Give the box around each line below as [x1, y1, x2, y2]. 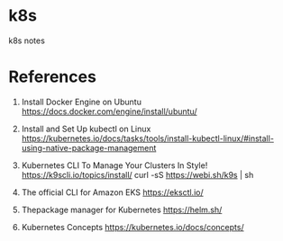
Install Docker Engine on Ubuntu [21, 96, 141, 107]
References [8, 67, 96, 87]
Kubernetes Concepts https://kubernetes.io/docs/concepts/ [21, 221, 244, 232]
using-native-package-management [21, 142, 157, 153]
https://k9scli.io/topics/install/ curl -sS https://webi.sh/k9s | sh [21, 169, 254, 180]
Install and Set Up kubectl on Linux [21, 123, 151, 134]
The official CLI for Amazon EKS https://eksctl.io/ [21, 186, 204, 198]
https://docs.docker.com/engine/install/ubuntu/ [21, 105, 197, 117]
